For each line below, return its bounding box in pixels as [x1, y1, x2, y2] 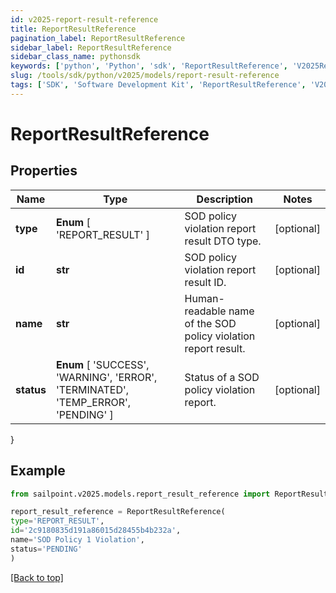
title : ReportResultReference [10, 24, 137, 34]
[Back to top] [10, 571, 64, 583]
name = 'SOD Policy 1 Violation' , [10, 535, 145, 545]
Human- [184, 291, 225, 305]
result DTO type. [184, 234, 262, 248]
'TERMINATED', [55, 382, 130, 396]
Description [196, 192, 254, 206]
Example [10, 462, 66, 480]
